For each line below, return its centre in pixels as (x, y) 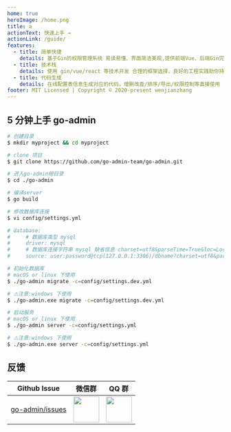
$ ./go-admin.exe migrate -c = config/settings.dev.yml (86, 300)
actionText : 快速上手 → (39, 33)
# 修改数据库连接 (28, 212)
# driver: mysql (37, 243)
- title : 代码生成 (37, 78)
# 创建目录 (21, 136)
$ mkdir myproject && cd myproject (58, 143)
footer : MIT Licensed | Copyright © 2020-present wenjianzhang (100, 90)
